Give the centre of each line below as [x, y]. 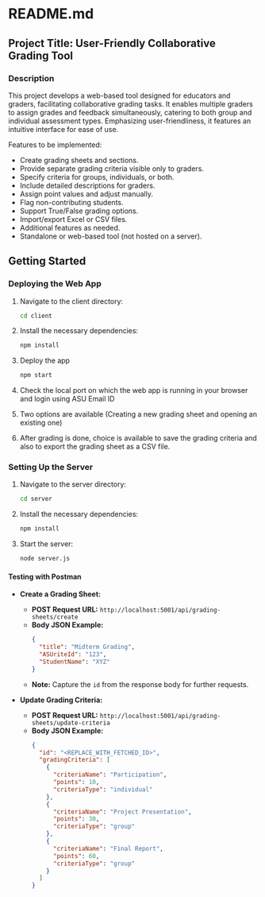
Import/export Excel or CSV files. [73, 219]
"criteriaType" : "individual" [103, 789]
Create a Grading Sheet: [60, 594]
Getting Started [47, 261]
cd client [36, 316]
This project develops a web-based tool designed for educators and [119, 95]
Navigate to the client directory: [71, 301]
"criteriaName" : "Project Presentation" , [122, 812]
